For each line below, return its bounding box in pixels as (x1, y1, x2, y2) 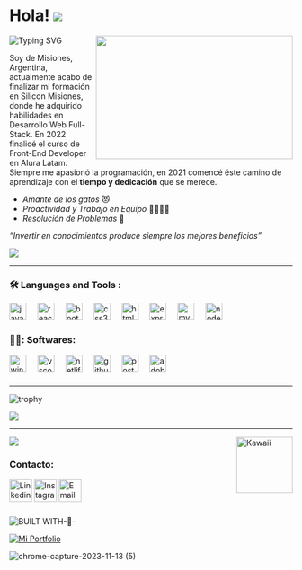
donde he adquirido (9, 100, 83, 110)
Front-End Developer (9, 147, 87, 158)
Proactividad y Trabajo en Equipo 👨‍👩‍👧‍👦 (22, 203, 170, 214)
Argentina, (9, 62, 48, 73)
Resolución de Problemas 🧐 (22, 213, 125, 224)
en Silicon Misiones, (9, 91, 84, 101)
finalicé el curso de (9, 138, 81, 149)
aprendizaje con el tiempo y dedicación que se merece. (9, 176, 218, 187)
